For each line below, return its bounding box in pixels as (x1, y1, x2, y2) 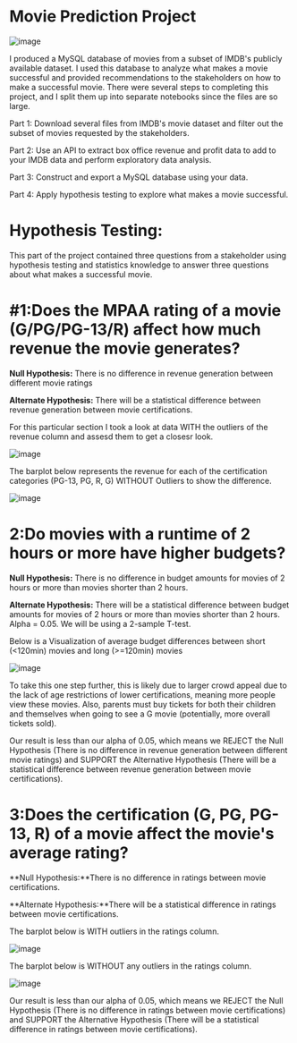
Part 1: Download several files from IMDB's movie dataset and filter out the (9, 118, 284, 129)
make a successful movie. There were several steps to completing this (9, 81, 269, 92)
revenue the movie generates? (9, 338, 241, 359)
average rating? (9, 843, 129, 862)
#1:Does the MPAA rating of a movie (9, 301, 282, 321)
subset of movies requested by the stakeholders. (9, 127, 190, 138)
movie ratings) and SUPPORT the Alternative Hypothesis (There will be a (9, 754, 277, 765)
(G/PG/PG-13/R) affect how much (9, 319, 261, 340)
